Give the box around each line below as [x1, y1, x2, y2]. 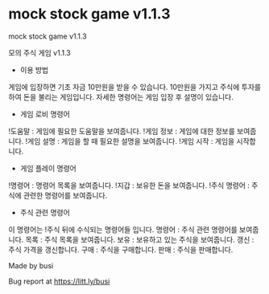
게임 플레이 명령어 [19, 163, 77, 173]
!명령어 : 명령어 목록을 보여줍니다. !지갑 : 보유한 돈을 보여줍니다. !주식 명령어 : [8, 180, 250, 190]
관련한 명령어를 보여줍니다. [23, 190, 108, 200]
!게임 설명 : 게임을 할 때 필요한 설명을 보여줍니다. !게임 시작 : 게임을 [25, 136, 235, 145]
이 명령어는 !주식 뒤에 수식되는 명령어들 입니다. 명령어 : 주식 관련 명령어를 [8, 224, 238, 234]
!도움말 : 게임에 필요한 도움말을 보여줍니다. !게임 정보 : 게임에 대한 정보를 [8, 126, 235, 136]
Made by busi [8, 260, 54, 270]
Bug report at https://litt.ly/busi [8, 276, 110, 286]
